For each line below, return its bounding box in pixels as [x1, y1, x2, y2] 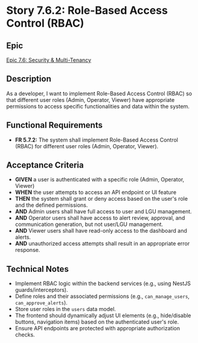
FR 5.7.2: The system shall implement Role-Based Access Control [14, 136, 178, 143]
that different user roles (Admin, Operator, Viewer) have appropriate [6, 96, 175, 103]
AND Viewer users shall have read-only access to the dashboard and [14, 227, 187, 234]
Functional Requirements [6, 120, 103, 130]
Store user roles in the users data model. [14, 306, 117, 313]
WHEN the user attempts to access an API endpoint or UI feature [14, 189, 177, 196]
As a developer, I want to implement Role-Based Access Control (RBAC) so [6, 90, 193, 97]
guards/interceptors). [14, 286, 68, 294]
